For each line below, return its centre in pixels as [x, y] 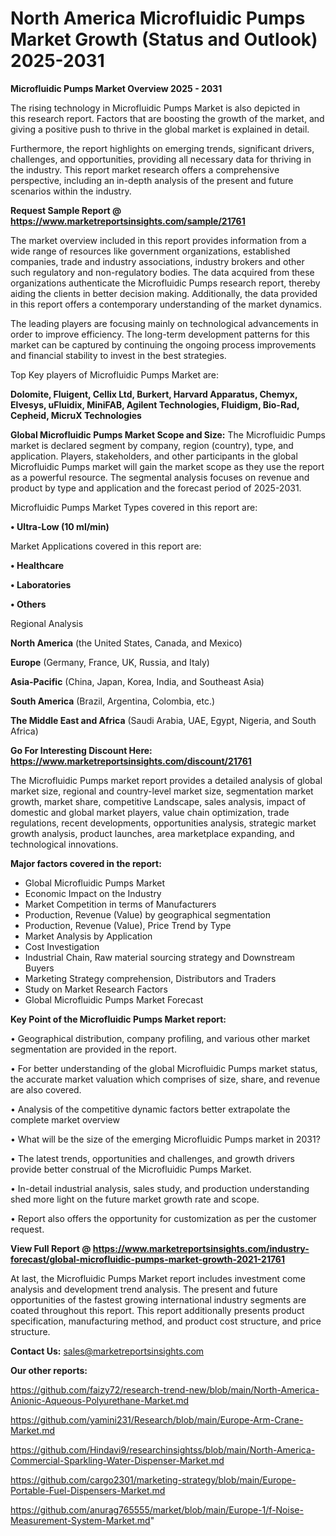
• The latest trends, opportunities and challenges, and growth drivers [152, 1158]
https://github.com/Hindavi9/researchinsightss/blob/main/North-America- [163, 1449]
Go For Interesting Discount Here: [81, 750]
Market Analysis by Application [88, 936]
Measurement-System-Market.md [80, 1520]
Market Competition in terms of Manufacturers [120, 904]
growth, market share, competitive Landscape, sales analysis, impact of [158, 801]
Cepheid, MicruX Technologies [76, 415]
